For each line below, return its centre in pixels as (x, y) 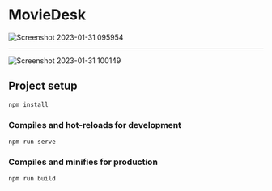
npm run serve (32, 142)
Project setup (43, 86)
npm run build (32, 179)
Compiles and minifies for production (83, 162)
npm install (28, 104)
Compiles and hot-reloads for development (95, 125)
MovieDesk (47, 15)
